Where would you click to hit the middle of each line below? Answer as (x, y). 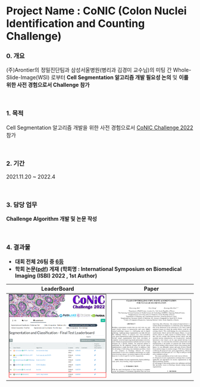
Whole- (182, 70)
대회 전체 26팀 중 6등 (39, 261)
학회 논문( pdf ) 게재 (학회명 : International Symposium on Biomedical (98, 269)
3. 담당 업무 (22, 205)
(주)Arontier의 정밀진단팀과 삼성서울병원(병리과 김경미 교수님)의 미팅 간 (89, 70)
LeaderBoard (58, 289)
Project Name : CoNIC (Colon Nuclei (96, 11)
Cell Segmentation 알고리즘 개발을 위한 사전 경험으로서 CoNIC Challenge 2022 (100, 127)
